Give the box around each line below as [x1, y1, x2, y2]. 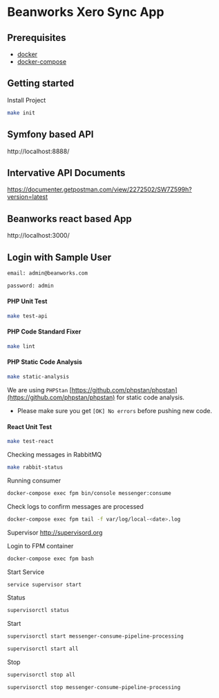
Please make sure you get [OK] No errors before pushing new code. [17, 406, 213, 415]
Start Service [7, 568, 45, 576]
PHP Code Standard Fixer [7, 327, 82, 336]
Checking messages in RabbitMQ [7, 451, 102, 458]
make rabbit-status [7, 464, 64, 471]
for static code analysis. [116, 393, 185, 401]
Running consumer [7, 476, 61, 485]
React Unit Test [7, 422, 53, 430]
